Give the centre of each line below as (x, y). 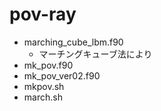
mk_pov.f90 (48, 65)
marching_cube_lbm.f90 (73, 42)
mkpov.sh (44, 86)
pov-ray (43, 14)
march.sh (43, 97)
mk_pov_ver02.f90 (62, 75)
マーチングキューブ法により (95, 54)
